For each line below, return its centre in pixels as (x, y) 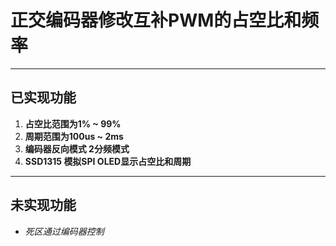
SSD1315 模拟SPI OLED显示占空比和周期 (108, 161)
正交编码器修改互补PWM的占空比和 (156, 20)
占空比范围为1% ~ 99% (73, 123)
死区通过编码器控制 (64, 231)
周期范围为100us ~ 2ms (74, 136)
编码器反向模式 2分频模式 (77, 148)
